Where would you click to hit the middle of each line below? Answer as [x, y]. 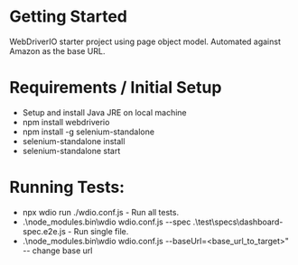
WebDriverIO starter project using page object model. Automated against [145, 41]
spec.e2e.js [44, 231]
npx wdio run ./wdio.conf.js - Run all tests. [100, 212]
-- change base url [57, 251]
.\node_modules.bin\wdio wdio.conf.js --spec [107, 222]
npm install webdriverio [66, 122]
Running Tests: [67, 187]
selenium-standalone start [71, 151]
